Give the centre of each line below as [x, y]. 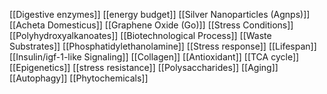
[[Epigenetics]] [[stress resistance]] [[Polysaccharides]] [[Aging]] [144, 67]
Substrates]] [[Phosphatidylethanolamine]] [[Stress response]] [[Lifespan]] [163, 46]
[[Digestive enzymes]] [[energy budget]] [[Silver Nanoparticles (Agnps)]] [160, 14]
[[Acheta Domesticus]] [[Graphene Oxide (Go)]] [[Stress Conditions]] [151, 25]
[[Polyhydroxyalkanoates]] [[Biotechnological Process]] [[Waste [140, 35]
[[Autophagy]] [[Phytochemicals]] [79, 78]
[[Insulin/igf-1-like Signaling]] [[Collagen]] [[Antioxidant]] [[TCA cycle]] [154, 57]
